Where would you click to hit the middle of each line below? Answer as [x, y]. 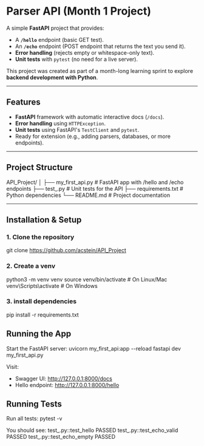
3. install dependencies [42, 301]
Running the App [39, 334]
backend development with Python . [52, 77]
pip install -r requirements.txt [42, 315]
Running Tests [34, 404]
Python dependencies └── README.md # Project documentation [88, 195]
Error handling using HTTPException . [60, 123]
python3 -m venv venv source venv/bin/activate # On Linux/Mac [87, 279]
